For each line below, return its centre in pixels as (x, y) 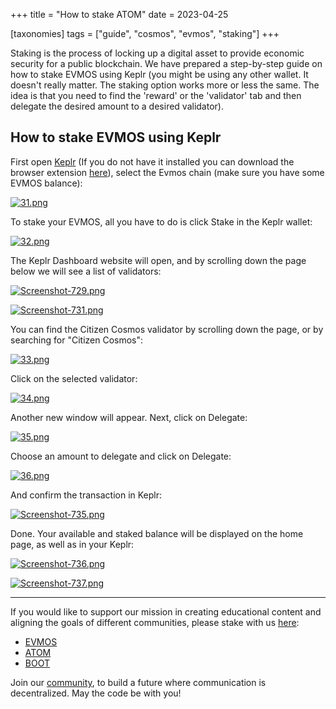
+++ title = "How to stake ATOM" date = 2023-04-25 (119, 14)
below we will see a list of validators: (86, 271)
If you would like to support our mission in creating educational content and (166, 611)
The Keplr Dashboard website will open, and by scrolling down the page (158, 260)
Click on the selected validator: (74, 378)
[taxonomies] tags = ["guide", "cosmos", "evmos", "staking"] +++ (145, 33)
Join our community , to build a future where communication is (138, 682)
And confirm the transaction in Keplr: (86, 495)
